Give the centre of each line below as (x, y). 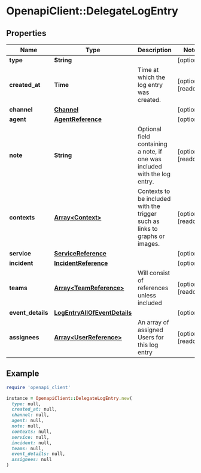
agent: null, (28, 421)
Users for (151, 337)
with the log (154, 174)
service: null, (31, 437)
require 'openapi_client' (38, 387)
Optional (149, 129)
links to (147, 229)
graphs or (151, 236)
